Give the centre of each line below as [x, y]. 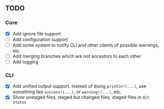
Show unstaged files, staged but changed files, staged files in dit [81, 97]
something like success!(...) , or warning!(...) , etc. [67, 92]
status [19, 102]
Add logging [25, 62]
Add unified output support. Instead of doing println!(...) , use [79, 86]
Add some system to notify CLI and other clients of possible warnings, [86, 45]
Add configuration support [40, 39]
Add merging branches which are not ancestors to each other [77, 56]
